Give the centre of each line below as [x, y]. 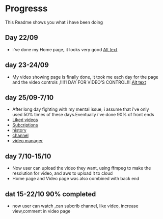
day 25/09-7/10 [29, 97]
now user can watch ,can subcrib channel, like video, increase [75, 206]
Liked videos [25, 120]
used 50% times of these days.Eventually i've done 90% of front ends [83, 115]
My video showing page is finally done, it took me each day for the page [85, 77]
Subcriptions [25, 125]
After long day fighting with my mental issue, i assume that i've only [81, 109]
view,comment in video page [41, 211]
